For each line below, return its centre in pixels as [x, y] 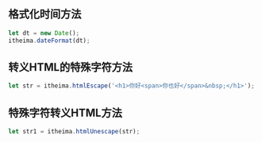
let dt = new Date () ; [44, 33]
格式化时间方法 [45, 14]
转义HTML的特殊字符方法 [71, 67]
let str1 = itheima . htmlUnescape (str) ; [74, 132]
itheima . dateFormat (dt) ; [49, 41]
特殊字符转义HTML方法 [65, 112]
